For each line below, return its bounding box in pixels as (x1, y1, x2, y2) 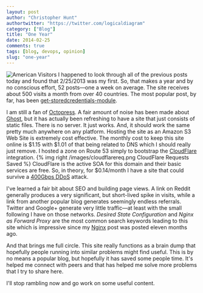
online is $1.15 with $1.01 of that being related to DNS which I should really (6, 140, 191, 148)
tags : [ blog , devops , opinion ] (6, 49, 86, 55)
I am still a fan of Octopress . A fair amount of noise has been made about (6, 108, 190, 115)
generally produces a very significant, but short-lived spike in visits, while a (6, 191, 196, 198)
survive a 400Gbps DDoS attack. (6, 173, 89, 180)
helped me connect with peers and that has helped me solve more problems (6, 261, 198, 268)
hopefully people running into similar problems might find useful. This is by (6, 248, 194, 255)
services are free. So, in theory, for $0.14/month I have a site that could (6, 167, 184, 174)
